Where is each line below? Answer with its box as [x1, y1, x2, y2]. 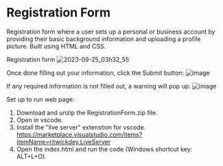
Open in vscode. [16, 115, 63, 124]
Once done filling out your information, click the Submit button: [6, 69, 185, 77]
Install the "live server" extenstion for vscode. [16, 123, 146, 131]
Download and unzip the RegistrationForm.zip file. [16, 108, 159, 117]
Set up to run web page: [6, 95, 75, 104]
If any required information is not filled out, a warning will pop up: [6, 82, 191, 90]
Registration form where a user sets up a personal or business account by [6, 27, 215, 36]
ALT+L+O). [16, 152, 47, 161]
